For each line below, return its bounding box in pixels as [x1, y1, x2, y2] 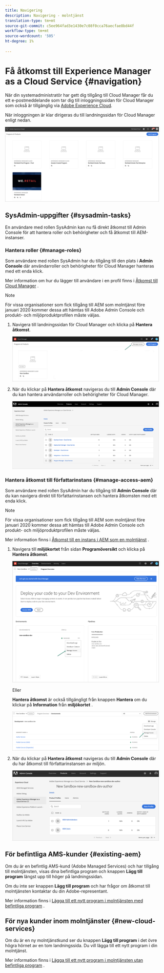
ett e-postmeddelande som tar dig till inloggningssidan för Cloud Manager [5, 97, 154, 103]
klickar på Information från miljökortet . [12, 702, 93, 708]
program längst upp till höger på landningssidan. [5, 873, 103, 879]
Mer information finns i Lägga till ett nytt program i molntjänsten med [5, 897, 143, 903]
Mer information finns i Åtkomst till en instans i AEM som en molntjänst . [5, 537, 149, 543]
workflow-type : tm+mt [5, 28, 49, 34]
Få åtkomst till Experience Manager [5, 65, 151, 77]
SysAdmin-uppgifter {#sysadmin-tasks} [5, 211, 131, 220]
